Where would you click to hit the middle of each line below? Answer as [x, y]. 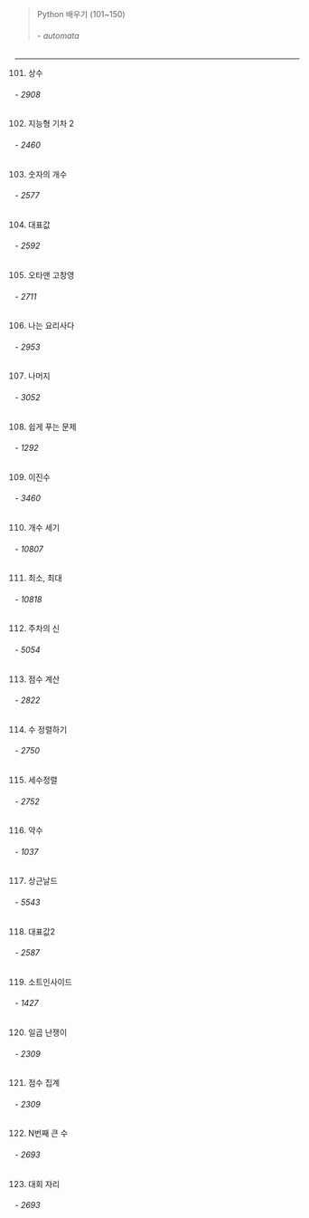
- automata [58, 35]
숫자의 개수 [47, 174]
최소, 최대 [45, 578]
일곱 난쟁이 [47, 1032]
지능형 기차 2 [51, 124]
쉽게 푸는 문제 [52, 427]
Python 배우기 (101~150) [81, 14]
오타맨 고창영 [51, 275]
